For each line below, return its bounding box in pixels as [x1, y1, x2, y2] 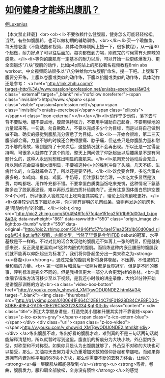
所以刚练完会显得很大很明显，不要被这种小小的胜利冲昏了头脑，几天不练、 [5, 162, 156, 168]
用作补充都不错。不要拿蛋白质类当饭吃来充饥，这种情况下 [35, 180, 151, 186]
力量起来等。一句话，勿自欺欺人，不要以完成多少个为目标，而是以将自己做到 [5, 125, 160, 131]
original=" [5, 226, 26, 232]
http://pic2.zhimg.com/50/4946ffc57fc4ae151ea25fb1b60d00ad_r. [25, 226, 159, 232]
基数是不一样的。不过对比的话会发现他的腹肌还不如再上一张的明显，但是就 [5, 238, 156, 244]
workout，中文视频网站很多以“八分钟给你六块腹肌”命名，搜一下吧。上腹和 [5, 68, 155, 74]
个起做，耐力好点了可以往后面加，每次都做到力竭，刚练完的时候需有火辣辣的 [5, 50, 160, 56]
